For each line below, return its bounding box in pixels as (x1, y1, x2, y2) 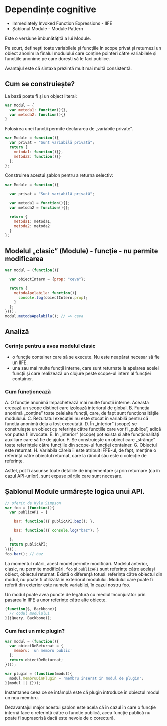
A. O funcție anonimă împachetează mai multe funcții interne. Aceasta (5, 399, 149, 405)
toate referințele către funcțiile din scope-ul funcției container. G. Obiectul (5, 442, 157, 448)
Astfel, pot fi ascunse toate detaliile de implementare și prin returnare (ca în (5, 467, 160, 473)
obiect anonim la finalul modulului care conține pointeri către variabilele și (5, 50, 157, 56)
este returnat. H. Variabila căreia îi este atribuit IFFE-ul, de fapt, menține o (5, 447, 156, 453)
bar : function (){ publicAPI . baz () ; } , (14, 519, 95, 524)
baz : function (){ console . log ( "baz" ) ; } (14, 528, 99, 533)
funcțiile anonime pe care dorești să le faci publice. (5, 55, 110, 61)
